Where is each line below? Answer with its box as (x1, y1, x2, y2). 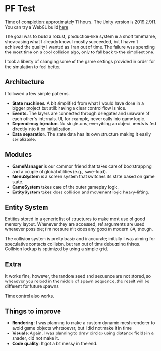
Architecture (5, 78, 44, 86)
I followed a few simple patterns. (5, 90, 70, 96)
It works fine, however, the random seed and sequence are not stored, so (5, 273, 151, 279)
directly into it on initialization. (12, 126, 72, 132)
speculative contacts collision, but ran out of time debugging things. (5, 241, 141, 247)
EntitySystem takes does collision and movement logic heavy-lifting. (12, 189, 149, 195)
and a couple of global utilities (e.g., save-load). (12, 168, 107, 174)
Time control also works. (5, 293, 54, 299)
